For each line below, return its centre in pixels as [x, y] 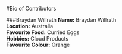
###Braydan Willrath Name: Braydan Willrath [61, 20]
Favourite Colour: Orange [38, 45]
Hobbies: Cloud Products [37, 38]
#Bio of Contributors [31, 9]
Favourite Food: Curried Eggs [43, 32]
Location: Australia [30, 26]
